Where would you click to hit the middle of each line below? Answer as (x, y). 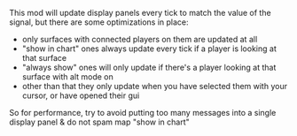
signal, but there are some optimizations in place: (99, 22)
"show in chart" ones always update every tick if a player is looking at (149, 49)
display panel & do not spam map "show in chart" (100, 122)
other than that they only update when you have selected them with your (155, 86)
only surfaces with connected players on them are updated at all (140, 39)
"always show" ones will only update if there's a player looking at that (149, 67)
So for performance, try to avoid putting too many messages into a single (143, 113)
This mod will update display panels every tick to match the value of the (141, 13)
